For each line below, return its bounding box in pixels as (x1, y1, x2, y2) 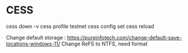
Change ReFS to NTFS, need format (61, 40, 148, 47)
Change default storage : (6, 34, 66, 41)
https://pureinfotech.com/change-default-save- (67, 34, 182, 41)
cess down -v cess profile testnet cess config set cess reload (6, 23, 155, 30)
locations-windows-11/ (6, 40, 60, 47)
